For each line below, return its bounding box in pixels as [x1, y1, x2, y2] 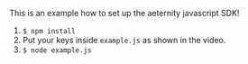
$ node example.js [22, 46, 92, 55]
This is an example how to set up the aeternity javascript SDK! [9, 8, 240, 18]
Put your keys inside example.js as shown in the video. [22, 35, 226, 45]
